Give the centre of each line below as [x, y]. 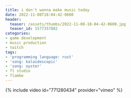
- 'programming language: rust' [39, 57]
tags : [11, 52]
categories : [18, 33]
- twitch [14, 47]
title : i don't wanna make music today [47, 10]
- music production [26, 43]
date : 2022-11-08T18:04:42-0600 [39, 15]
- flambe [14, 76]
